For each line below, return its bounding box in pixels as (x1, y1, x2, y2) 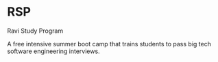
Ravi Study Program (7, 27, 64, 35)
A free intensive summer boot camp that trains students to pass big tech (7, 40, 211, 48)
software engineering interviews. (7, 47, 101, 55)
